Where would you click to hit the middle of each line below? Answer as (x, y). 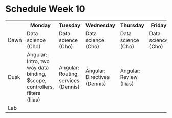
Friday (159, 25)
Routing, (69, 74)
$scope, (37, 80)
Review (129, 77)
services (69, 80)
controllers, (40, 87)
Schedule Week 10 (45, 9)
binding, (37, 74)
